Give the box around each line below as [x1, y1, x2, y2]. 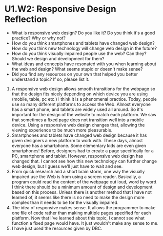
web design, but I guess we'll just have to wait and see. [11, 163, 123, 169]
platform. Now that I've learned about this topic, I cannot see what [11, 215, 145, 221]
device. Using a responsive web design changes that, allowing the [11, 122, 145, 127]
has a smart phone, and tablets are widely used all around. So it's [11, 106, 143, 112]
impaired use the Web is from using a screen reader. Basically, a [11, 174, 141, 180]
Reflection [4, 14, 47, 25]
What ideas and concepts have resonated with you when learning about [11, 61, 157, 67]
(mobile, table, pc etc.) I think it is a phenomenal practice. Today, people [11, 96, 157, 102]
